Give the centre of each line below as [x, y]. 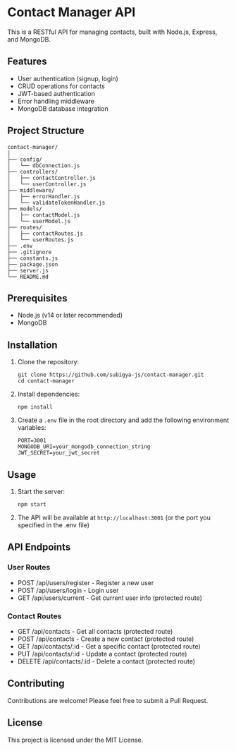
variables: [32, 428]
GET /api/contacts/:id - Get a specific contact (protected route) [109, 646]
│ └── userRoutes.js [41, 240]
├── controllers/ [33, 172]
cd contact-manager [46, 381]
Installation [32, 345]
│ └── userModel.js [39, 221]
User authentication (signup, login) [68, 78]
